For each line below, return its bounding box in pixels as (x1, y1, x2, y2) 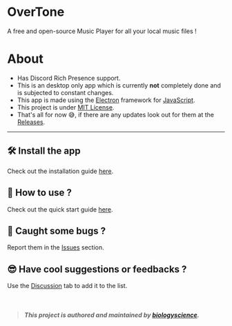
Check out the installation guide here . (7, 167, 114, 175)
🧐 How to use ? (7, 187, 72, 198)
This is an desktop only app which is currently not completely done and (17, 81, 221, 90)
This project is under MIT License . (17, 103, 115, 111)
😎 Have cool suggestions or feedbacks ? (7, 263, 187, 275)
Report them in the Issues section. (7, 243, 105, 252)
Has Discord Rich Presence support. (17, 74, 121, 82)
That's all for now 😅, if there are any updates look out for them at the (17, 110, 215, 119)
